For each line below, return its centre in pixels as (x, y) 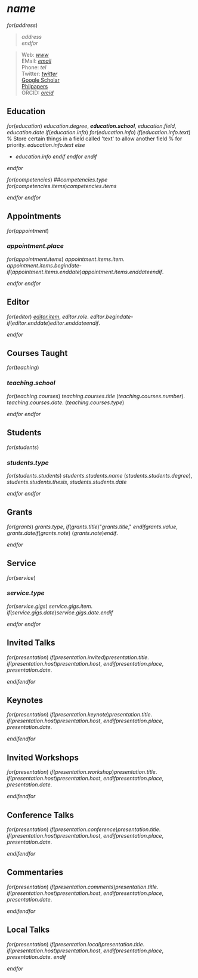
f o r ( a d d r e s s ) (22, 25)
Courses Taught (37, 353)
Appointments (34, 216)
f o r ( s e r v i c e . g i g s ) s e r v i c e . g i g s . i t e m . (50, 606)
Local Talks (28, 930)
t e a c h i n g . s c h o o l (31, 383)
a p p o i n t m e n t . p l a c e (35, 246)
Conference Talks (40, 815)
